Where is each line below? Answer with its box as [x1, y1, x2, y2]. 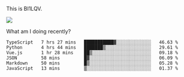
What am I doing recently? [6, 28, 71, 35]
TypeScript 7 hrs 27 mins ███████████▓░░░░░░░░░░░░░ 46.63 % [6, 39, 179, 45]
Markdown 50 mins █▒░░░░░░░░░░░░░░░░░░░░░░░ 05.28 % [6, 60, 179, 66]
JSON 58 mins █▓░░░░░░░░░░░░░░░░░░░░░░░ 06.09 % [6, 55, 179, 61]
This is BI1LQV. [6, 5, 43, 12]
